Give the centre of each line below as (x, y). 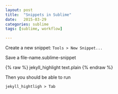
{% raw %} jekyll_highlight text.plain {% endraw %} (59, 68)
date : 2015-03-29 (26, 19)
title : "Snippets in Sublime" (38, 15)
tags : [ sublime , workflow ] (34, 29)
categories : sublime (27, 24)
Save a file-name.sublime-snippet (41, 58)
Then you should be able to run (38, 77)
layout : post (19, 10)
